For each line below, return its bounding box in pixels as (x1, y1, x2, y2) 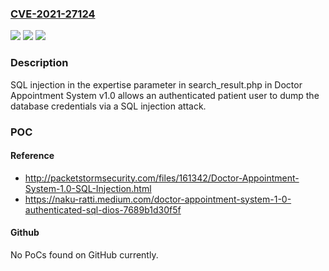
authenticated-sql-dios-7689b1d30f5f (24, 203, 182, 216)
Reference (10, 150, 55, 162)
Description (10, 56, 69, 70)
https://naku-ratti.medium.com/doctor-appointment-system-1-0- (24, 193, 292, 205)
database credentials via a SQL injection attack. (10, 100, 207, 112)
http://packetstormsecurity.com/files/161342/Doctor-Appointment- (24, 172, 300, 184)
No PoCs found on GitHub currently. (10, 248, 159, 261)
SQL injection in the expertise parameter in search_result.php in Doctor (10, 78, 303, 91)
